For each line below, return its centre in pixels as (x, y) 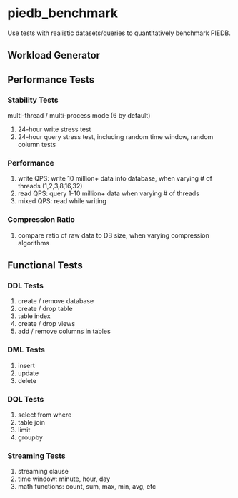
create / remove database (56, 301)
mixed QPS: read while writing (62, 201)
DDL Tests (26, 285)
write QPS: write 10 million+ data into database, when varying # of (115, 178)
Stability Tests (33, 100)
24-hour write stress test (54, 129)
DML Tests (26, 350)
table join (31, 422)
